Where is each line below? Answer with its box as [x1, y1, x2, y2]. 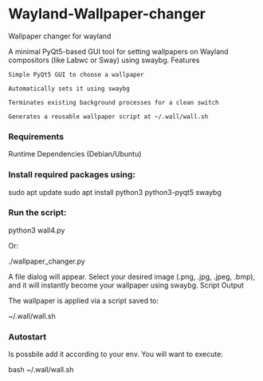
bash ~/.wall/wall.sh [8, 365, 74, 375]
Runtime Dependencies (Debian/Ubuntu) [8, 149, 142, 159]
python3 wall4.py [8, 225, 65, 235]
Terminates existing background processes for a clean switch [8, 98, 219, 106]
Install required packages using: [8, 169, 135, 181]
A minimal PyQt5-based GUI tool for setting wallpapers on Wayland [8, 46, 229, 56]
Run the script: [8, 207, 67, 218]
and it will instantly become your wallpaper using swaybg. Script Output [8, 280, 245, 290]
